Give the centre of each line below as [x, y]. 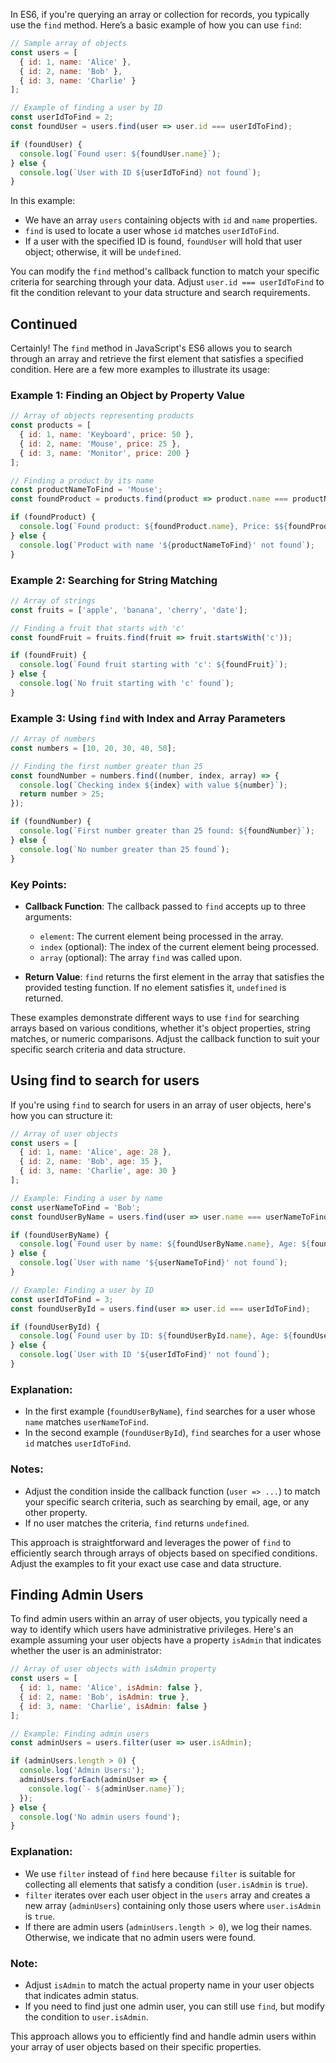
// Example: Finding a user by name [86, 1198]
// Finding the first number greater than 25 [106, 766]
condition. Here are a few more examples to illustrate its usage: [140, 370]
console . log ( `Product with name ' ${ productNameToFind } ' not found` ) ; [167, 545]
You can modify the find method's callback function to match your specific [165, 271]
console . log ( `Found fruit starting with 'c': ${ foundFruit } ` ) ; [153, 665]
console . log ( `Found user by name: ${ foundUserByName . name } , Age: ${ [165, 1244]
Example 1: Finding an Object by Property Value [127, 395]
